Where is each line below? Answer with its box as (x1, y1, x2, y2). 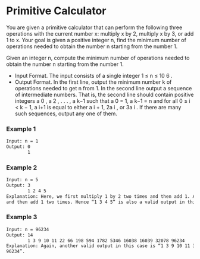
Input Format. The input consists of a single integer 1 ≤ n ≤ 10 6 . (14, 72, 173, 79)
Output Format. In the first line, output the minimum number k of (14, 78, 172, 86)
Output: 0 (6, 144, 31, 150)
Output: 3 (6, 182, 31, 188)
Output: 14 (6, 232, 33, 238)
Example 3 (6, 213, 37, 221)
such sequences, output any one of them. (14, 110, 117, 117)
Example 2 (6, 163, 37, 172)
